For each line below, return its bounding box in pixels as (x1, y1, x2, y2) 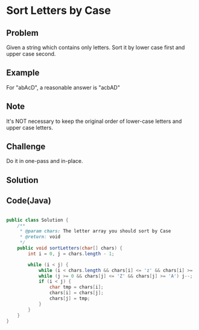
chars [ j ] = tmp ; (49, 295, 90, 302)
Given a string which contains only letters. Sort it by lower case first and (6, 44, 185, 51)
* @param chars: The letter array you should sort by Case (19, 228, 171, 234)
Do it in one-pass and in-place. (6, 157, 83, 165)
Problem (6, 28, 39, 38)
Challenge (6, 142, 46, 152)
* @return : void (19, 234, 61, 240)
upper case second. (6, 50, 56, 58)
